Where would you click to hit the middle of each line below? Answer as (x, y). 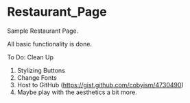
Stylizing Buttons (41, 70)
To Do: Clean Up (30, 57)
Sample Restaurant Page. (43, 31)
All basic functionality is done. (50, 44)
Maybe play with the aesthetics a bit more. (77, 92)
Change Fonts (37, 77)
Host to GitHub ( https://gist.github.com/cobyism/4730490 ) (100, 85)
